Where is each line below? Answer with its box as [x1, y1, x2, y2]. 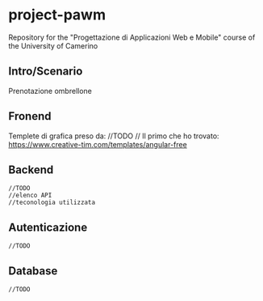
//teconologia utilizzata [8, 198, 95, 207]
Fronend [8, 109, 52, 123]
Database [8, 264, 58, 278]
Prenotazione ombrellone [8, 86, 93, 95]
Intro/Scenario [8, 65, 83, 78]
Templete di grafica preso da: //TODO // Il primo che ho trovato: [8, 131, 219, 141]
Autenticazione [8, 220, 88, 234]
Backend [8, 163, 54, 176]
